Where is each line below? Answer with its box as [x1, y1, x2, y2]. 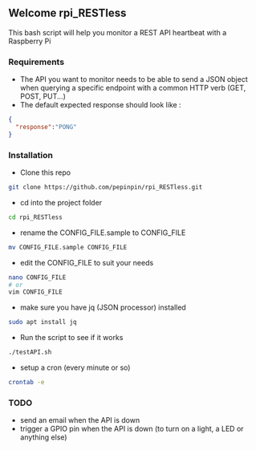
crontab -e [8, 379, 45, 387]
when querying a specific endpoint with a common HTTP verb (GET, [19, 83, 246, 93]
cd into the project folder [19, 197, 103, 207]
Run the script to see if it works [19, 333, 124, 343]
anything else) [19, 432, 67, 442]
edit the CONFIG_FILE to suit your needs [19, 257, 154, 267]
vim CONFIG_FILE [8, 288, 63, 296]
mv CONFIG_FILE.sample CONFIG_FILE [8, 243, 128, 251]
